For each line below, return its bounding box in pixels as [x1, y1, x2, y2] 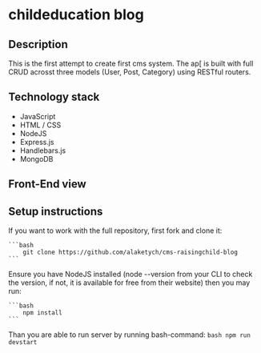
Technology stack [8, 90, 100, 104]
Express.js [19, 137, 54, 146]
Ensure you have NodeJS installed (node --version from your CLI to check [8, 270, 253, 279]
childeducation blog [8, 6, 144, 24]
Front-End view [8, 178, 86, 191]
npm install [22, 309, 62, 317]
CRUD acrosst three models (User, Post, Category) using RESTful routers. [8, 67, 251, 77]
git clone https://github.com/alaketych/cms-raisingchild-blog [22, 248, 239, 257]
